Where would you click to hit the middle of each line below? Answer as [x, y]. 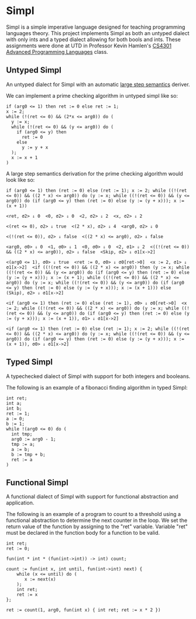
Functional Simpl [37, 482]
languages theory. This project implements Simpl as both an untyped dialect [98, 33]
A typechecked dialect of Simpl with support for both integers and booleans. [98, 376]
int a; [14, 403]
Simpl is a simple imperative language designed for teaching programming [96, 27]
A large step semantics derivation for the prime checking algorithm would [94, 173]
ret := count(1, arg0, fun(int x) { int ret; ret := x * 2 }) [83, 610]
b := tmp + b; [28, 455]
